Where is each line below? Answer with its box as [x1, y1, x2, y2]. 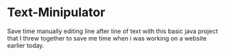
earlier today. [7, 41, 45, 49]
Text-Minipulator [7, 5, 106, 20]
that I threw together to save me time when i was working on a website [7, 34, 207, 42]
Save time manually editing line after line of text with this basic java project [7, 27, 218, 35]
